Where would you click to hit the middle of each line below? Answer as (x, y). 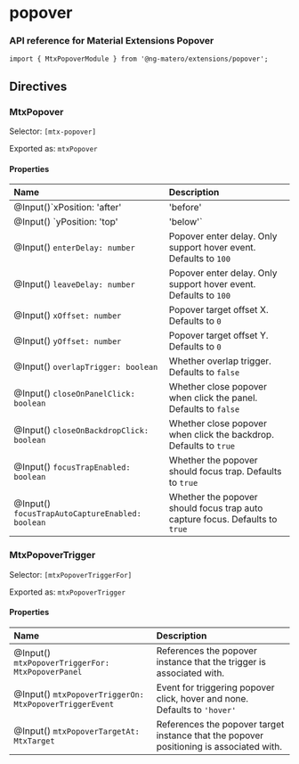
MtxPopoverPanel (48, 672)
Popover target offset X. (218, 310)
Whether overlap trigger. (220, 361)
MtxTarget (34, 741)
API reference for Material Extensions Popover (112, 41)
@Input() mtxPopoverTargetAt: (77, 731)
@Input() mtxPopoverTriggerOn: (79, 694)
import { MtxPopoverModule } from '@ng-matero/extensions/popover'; (139, 59)
